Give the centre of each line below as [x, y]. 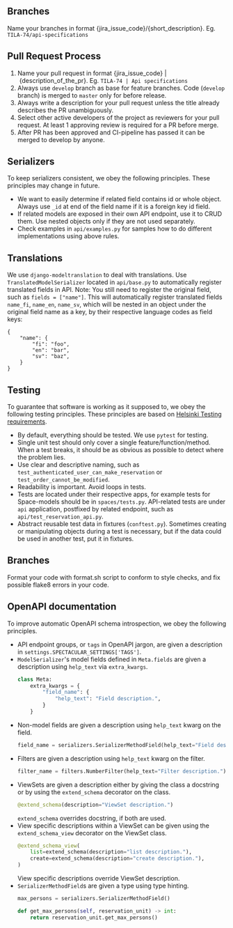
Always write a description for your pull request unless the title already [119, 102]
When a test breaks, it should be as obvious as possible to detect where [120, 450]
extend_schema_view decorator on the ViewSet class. [92, 833]
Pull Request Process [54, 56]
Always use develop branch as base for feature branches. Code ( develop [121, 88]
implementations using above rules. [68, 236]
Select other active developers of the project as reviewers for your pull [118, 117]
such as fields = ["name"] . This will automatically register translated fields [115, 297]
